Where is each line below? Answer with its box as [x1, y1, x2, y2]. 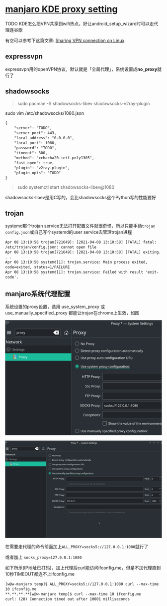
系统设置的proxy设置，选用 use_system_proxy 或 [5, 303, 105, 310]
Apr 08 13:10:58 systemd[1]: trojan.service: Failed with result [5, 270, 143, 275]
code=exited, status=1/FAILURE [5, 265, 70, 270]
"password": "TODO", [14, 145, 57, 150]
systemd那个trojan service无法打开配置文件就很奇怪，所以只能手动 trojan [5, 223, 156, 229]
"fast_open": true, [14, 160, 55, 165]
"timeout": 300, [14, 150, 48, 155]
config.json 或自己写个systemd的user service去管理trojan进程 [5, 229, 132, 235]
